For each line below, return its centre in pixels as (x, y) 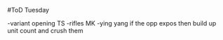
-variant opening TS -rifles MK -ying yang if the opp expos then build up (112, 23)
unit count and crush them (45, 31)
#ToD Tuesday (28, 10)
